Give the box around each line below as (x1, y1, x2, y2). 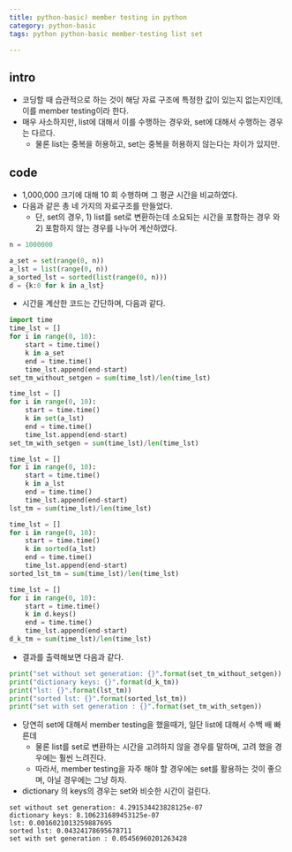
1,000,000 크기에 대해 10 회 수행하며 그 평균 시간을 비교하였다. (21, 189, 238, 200)
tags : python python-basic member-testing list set (9, 29, 203, 38)
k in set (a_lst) (25, 414, 86, 423)
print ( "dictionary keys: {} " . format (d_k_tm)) (9, 678, 179, 687)
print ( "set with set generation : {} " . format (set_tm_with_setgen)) (9, 702, 263, 711)
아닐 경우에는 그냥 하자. (47, 775, 128, 786)
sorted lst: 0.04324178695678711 (9, 826, 132, 836)
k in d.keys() (25, 610, 77, 619)
